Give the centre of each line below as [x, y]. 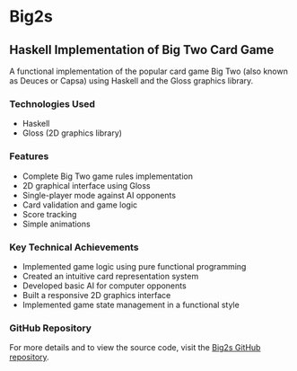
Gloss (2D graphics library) [72, 133]
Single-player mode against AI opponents [99, 195]
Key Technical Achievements [74, 247]
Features [29, 156]
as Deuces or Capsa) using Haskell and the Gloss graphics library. [131, 81]
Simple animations [57, 224]
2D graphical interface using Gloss [86, 185]
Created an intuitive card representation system [110, 276]
